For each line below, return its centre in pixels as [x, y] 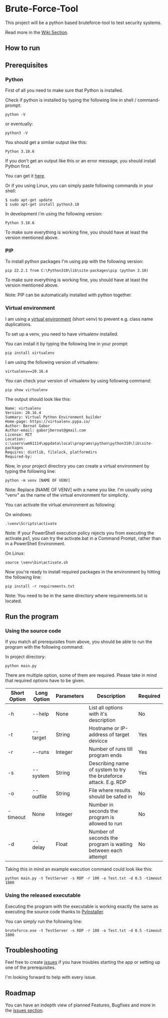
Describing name [109, 763]
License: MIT [19, 435]
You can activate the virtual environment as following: [60, 505]
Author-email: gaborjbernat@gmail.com [45, 430]
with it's [98, 714]
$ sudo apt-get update [29, 200]
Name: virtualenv [23, 408]
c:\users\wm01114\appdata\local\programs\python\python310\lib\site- [79, 443]
